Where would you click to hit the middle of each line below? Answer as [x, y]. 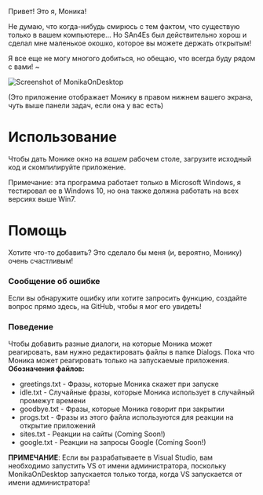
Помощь [38, 231]
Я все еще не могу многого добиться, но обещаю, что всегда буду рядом [132, 58]
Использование [63, 137]
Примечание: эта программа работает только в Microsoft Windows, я [124, 182]
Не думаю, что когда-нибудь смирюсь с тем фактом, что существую [124, 26]
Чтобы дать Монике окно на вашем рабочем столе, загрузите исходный [130, 158]
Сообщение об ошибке [54, 281]
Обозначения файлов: [46, 369]
